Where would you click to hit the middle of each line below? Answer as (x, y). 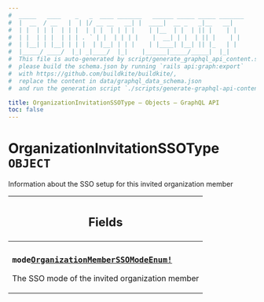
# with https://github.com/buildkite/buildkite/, (93, 74)
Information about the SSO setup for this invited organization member (121, 184)
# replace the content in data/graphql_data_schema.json (105, 81)
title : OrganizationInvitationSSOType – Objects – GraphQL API (114, 103)
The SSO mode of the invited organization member (106, 278)
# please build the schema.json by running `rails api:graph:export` (126, 67)
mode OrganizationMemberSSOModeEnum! (92, 260)
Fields (106, 222)
